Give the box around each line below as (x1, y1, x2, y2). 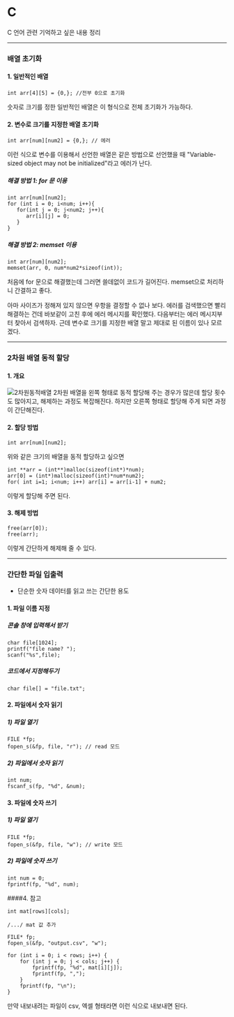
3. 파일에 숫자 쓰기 (7, 798, 57, 806)
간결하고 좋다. (14, 287, 52, 295)
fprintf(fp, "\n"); (19, 982, 77, 989)
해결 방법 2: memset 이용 (7, 240, 77, 248)
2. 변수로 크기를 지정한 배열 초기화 (7, 120, 99, 128)
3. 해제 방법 (7, 508, 39, 517)
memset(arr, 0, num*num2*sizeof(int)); (7, 264, 123, 272)
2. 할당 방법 (7, 423, 39, 431)
